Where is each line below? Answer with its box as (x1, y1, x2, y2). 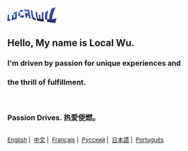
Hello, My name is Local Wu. (7, 37, 135, 49)
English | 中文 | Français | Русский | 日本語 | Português (7, 135, 164, 144)
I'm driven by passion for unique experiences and (7, 58, 182, 68)
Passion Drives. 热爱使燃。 (7, 113, 100, 123)
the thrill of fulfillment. (7, 77, 86, 87)
